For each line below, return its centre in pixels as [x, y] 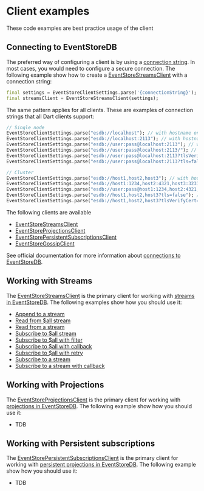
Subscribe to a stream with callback [60, 366]
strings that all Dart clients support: [50, 116]
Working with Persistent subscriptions [81, 443]
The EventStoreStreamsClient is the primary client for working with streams [100, 295]
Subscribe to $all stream [46, 333]
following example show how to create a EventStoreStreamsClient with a [97, 75]
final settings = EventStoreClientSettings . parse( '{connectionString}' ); [102, 93]
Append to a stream [40, 314]
